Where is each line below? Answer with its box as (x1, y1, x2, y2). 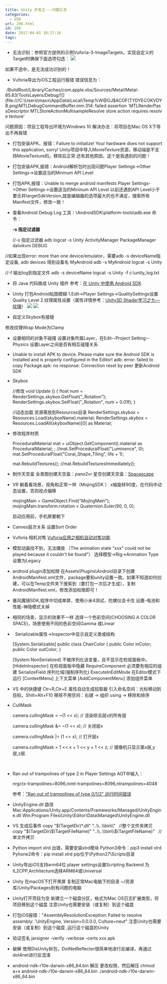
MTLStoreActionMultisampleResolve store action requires (30, 108, 149, 114)
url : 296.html (5, 21, 35, 26)
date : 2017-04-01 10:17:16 (5, 30, 61, 35)
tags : (5, 35, 16, 40)
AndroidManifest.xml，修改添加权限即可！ (12, 587, 99, 593)
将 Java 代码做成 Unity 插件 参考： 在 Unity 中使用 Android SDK (12, 280, 142, 286)
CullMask (12, 702, 32, 708)
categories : (5, 12, 30, 17)
